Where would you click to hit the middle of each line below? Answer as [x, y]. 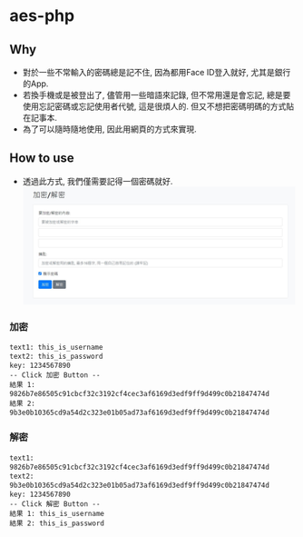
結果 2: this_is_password [57, 523]
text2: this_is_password [56, 357]
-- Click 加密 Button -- [55, 375]
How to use [42, 159]
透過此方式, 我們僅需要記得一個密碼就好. [98, 181]
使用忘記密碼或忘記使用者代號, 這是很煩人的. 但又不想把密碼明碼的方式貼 [158, 106]
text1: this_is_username [56, 348]
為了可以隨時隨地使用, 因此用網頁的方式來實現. [109, 129]
